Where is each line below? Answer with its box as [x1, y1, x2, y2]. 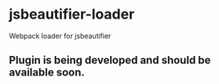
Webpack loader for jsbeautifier [9, 31, 111, 40]
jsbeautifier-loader [9, 5, 135, 23]
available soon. [9, 66, 86, 79]
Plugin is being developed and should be [9, 54, 211, 67]
